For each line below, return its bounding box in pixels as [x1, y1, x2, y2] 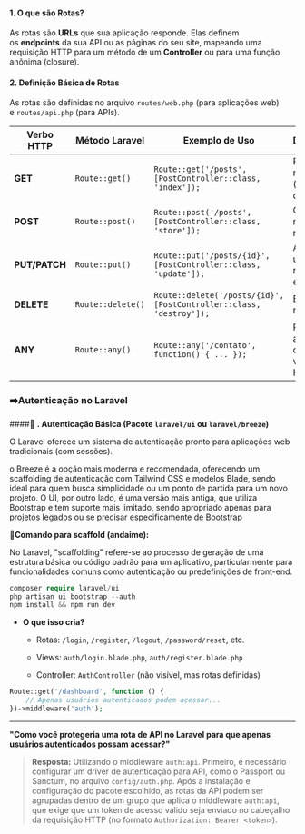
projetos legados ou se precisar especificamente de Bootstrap [9, 511, 242, 522]
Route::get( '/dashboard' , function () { [9, 687, 165, 697]
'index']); [153, 183, 202, 193]
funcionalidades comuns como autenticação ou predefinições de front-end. [9, 566, 293, 577]
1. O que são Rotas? [9, 7, 84, 18]
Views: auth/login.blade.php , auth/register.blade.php [35, 652, 243, 663]
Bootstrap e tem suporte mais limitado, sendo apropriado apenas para [9, 501, 271, 512]
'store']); [153, 225, 202, 236]
